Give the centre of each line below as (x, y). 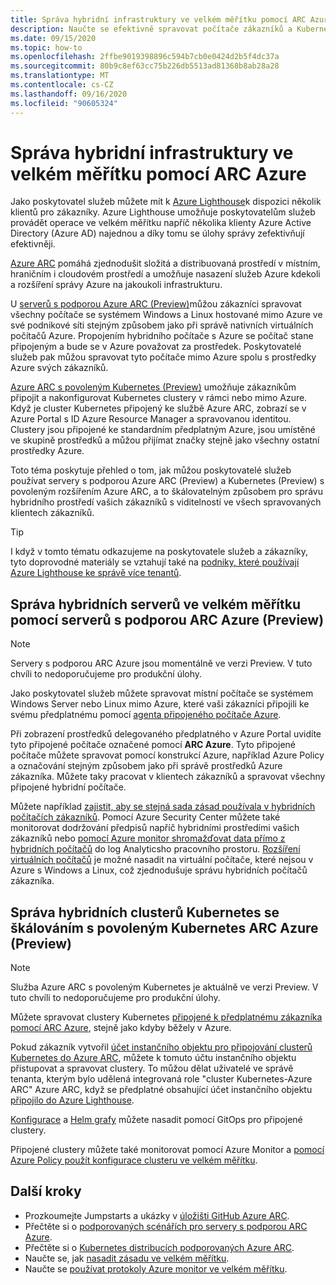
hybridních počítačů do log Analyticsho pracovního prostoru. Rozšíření (155, 849)
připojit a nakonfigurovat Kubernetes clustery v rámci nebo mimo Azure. (159, 398)
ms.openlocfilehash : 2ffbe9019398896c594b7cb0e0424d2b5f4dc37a (145, 57)
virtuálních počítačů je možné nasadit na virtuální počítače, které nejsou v (162, 860)
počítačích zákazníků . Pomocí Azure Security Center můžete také (145, 817)
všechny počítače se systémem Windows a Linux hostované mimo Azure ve (166, 315)
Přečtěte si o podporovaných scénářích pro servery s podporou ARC (166, 1226)
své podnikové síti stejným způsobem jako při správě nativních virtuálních (162, 325)
